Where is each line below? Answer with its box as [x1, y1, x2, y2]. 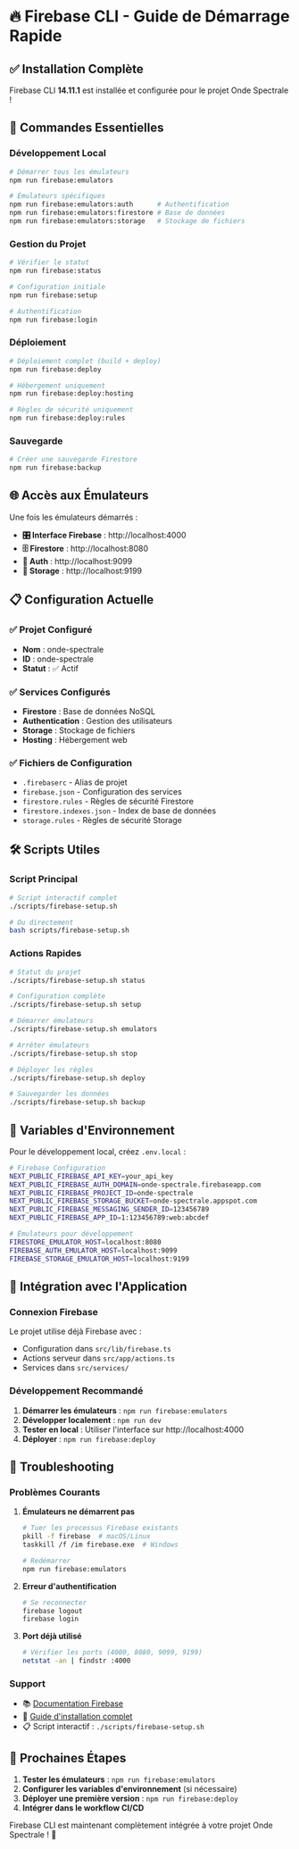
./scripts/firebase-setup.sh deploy [9, 1073, 145, 1082]
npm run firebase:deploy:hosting [9, 389, 134, 398]
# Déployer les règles [9, 1065, 94, 1074]
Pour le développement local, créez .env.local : [9, 1145, 187, 1157]
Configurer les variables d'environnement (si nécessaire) [21, 1784, 238, 1795]
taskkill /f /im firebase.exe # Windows [21, 1540, 179, 1550]
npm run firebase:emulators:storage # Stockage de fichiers [9, 217, 245, 226]
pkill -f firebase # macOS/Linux [21, 1532, 151, 1541]
